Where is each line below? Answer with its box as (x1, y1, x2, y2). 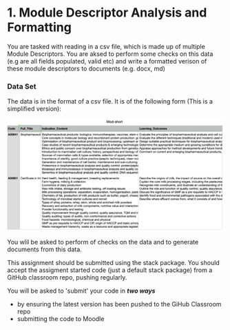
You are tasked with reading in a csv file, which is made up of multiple (7, 42, 205, 50)
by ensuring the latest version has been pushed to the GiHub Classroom (17, 300, 222, 308)
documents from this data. (7, 245, 83, 253)
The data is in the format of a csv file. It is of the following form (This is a (7, 97, 213, 106)
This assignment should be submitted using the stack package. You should (7, 258, 220, 266)
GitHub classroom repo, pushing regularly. (7, 273, 127, 281)
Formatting (7, 19, 72, 35)
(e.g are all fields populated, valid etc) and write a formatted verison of (7, 57, 207, 65)
